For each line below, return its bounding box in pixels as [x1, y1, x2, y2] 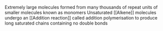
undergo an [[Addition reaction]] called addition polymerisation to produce [4, 15, 158, 20]
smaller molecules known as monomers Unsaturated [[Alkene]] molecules [4, 9, 157, 15]
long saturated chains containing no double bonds [4, 20, 108, 26]
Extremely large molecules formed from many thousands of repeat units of [4, 4, 158, 10]
